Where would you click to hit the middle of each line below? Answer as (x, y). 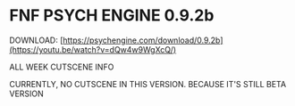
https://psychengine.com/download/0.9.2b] (143, 40)
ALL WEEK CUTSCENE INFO (62, 67)
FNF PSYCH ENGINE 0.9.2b (112, 16)
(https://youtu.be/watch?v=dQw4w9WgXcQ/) (93, 49)
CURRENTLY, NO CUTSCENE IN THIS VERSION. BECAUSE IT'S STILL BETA (148, 84)
